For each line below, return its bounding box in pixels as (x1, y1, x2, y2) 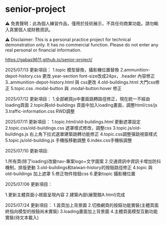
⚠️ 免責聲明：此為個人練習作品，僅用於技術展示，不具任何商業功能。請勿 (5, 20, 155, 26)
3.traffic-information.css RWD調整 (5, 108, 75, 114)
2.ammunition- (120, 67, 150, 73)
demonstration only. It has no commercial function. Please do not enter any (5, 42, 159, 47)
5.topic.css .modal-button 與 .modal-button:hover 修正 (10, 85, 122, 91)
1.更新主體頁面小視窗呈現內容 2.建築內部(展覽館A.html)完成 (5, 191, 125, 197)
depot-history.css (5, 73, 41, 79)
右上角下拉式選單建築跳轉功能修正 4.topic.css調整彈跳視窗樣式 (29, 131, 158, 137)
